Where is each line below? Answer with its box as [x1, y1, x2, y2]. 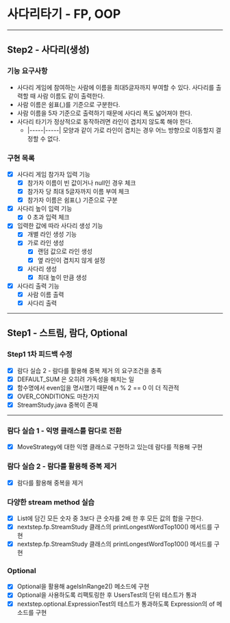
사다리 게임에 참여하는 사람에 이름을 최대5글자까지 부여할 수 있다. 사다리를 [16, 83, 214, 91]
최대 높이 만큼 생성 [37, 273, 88, 281]
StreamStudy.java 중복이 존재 [16, 400, 98, 409]
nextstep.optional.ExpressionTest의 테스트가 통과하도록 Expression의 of [16, 600, 216, 608]
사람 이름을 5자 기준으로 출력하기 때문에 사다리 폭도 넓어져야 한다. [16, 109, 193, 117]
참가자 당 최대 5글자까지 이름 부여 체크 [27, 188, 130, 196]
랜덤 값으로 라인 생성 [37, 247, 93, 255]
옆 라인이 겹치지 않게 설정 [37, 256, 105, 264]
